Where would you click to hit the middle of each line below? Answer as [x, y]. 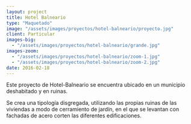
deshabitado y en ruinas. [37, 91]
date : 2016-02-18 [28, 68]
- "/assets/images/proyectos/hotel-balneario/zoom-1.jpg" [86, 57]
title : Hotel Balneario [36, 17]
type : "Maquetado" [29, 23]
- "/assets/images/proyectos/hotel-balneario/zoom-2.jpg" [86, 62]
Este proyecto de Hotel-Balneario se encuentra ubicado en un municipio [96, 85]
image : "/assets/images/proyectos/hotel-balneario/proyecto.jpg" [90, 29]
